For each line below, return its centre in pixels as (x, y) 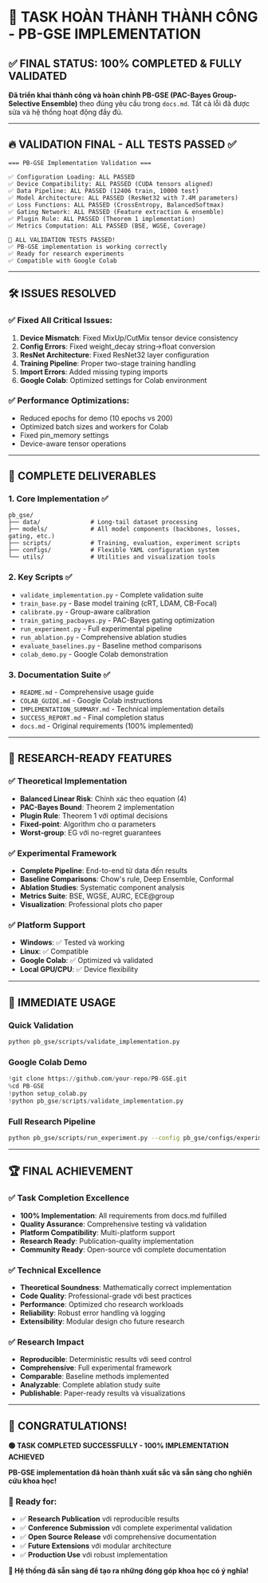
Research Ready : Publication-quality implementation (106, 1241)
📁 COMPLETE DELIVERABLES (82, 476)
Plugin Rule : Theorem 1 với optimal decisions (94, 815)
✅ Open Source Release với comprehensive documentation (118, 1537)
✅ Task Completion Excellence (69, 1198)
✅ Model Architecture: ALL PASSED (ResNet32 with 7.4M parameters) (124, 198)
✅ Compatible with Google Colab (63, 261)
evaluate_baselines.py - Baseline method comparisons (110, 645)
